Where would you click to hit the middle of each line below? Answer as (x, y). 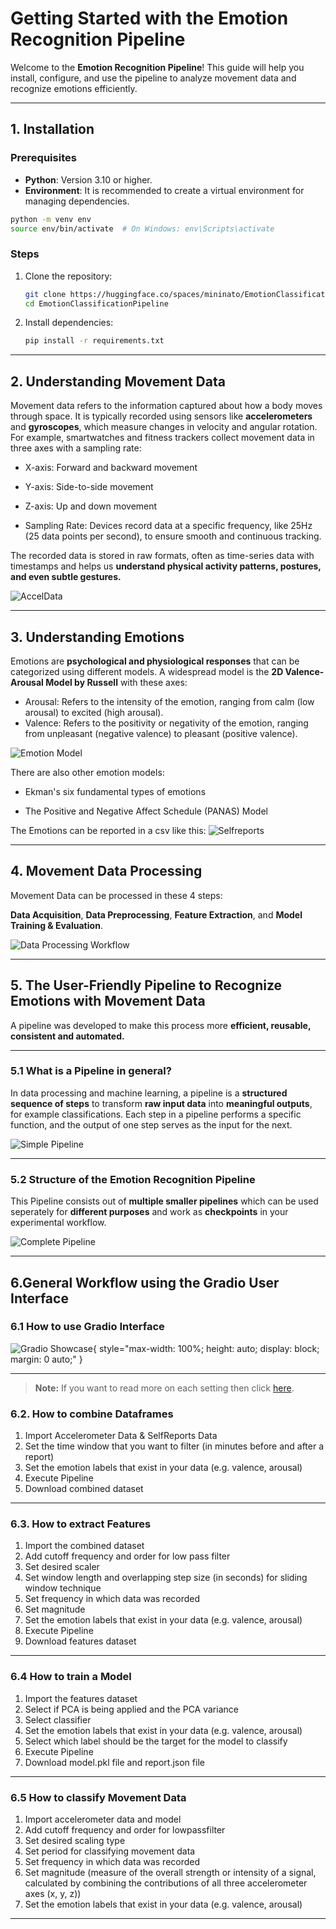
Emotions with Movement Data (108, 1001)
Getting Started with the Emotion (149, 18)
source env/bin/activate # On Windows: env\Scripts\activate (142, 228)
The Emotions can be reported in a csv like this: (108, 830)
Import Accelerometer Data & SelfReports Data (121, 1436)
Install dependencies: (69, 323)
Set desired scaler (62, 1567)
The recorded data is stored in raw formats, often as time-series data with (162, 556)
